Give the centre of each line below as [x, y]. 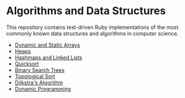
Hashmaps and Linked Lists [48, 57]
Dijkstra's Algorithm [39, 82]
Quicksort [27, 64]
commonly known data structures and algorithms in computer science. [92, 33]
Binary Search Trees [40, 70]
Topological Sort [35, 76]
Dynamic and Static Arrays [47, 45]
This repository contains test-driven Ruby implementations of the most [92, 27]
